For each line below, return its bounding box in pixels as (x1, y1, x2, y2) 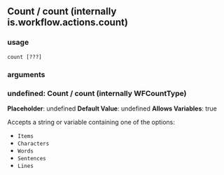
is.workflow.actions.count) (7, 17, 128, 29)
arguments (7, 69, 45, 79)
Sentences (17, 155, 47, 162)
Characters (17, 140, 50, 147)
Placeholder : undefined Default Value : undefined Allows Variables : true (7, 104, 217, 113)
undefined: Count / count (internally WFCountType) (7, 88, 187, 98)
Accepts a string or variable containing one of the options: (7, 118, 175, 126)
